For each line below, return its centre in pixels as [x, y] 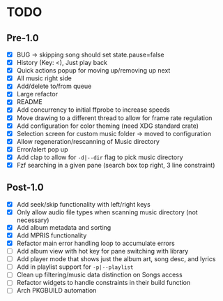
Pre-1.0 [23, 38]
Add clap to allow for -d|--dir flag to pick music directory [100, 157]
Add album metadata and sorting [64, 227]
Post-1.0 [25, 188]
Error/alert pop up [42, 149]
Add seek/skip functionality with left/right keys [83, 204]
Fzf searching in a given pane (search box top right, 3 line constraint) [116, 165]
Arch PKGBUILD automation [56, 291]
